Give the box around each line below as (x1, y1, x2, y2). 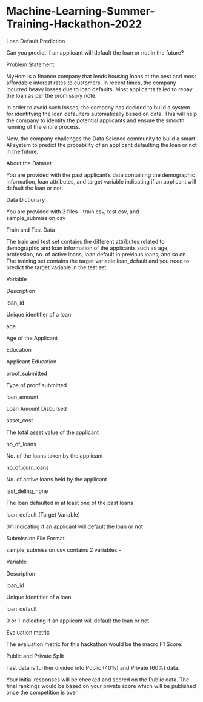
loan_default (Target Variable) (6, 511, 81, 518)
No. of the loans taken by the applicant (6, 452, 103, 459)
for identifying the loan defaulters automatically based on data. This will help (6, 110, 198, 117)
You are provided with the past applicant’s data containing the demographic (6, 171, 196, 179)
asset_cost (6, 416, 33, 424)
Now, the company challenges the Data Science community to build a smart (6, 135, 196, 142)
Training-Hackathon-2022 (6, 17, 142, 31)
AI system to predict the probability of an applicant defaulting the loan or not (6, 141, 197, 148)
